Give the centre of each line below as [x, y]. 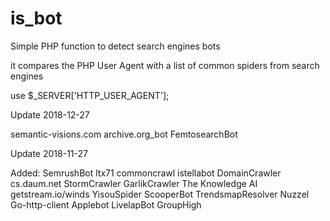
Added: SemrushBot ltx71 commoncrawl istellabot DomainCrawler [146, 173]
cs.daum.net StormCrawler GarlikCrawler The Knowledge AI [134, 183]
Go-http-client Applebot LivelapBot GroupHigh [106, 204]
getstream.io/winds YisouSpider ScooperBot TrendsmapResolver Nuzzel [160, 194]
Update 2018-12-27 [50, 114]
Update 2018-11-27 [49, 153]
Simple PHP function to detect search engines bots [115, 46]
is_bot [36, 18]
